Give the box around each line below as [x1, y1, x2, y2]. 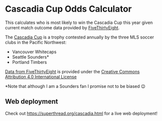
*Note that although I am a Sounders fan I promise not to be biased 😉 [5, 83, 146, 89]
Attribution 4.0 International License [5, 74, 77, 80]
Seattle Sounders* [12, 54, 49, 60]
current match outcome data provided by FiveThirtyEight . [5, 24, 120, 30]
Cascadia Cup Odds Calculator [5, 3, 132, 15]
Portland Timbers [12, 59, 47, 65]
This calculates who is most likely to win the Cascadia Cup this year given [5, 20, 153, 25]
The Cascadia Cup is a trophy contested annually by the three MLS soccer [5, 34, 154, 40]
